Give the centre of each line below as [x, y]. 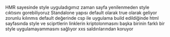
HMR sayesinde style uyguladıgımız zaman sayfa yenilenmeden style [77, 7]
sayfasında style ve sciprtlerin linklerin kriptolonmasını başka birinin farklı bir [85, 23]
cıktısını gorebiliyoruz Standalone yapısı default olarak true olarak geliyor [81, 13]
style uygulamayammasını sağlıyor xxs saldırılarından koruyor [69, 29]
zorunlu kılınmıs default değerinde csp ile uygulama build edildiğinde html [82, 18]
